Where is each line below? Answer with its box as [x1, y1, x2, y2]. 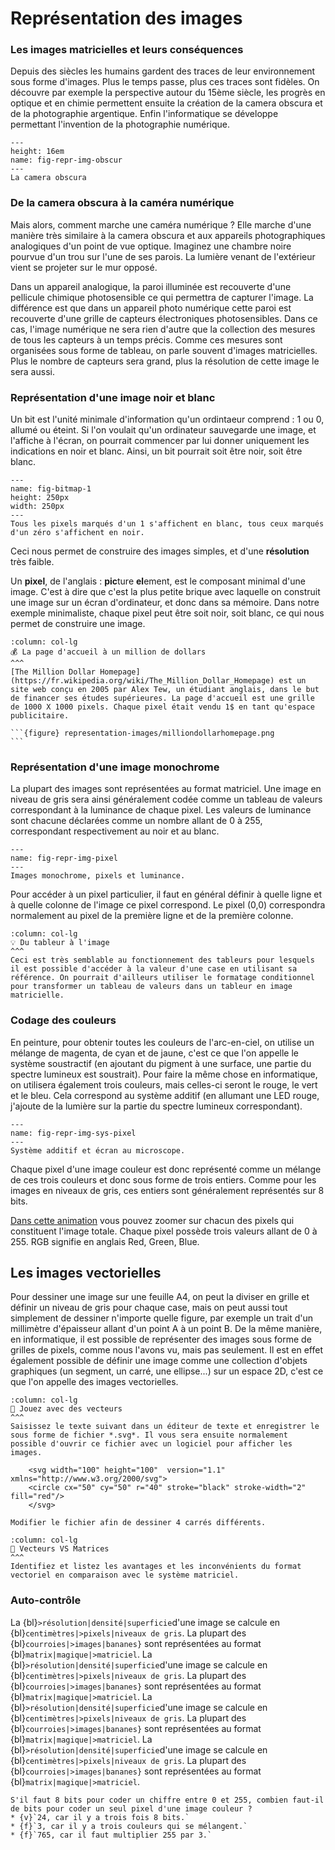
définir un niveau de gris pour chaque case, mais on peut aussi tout [10, 1302, 288, 1314]
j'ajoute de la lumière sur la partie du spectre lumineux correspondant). [10, 1100, 303, 1112]
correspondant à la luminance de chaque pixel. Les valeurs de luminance [10, 804, 312, 816]
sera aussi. [10, 365, 55, 377]
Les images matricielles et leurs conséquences [10, 43, 244, 57]
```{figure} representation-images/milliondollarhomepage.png [10, 728, 275, 739]
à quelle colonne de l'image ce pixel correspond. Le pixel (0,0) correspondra [10, 899, 326, 911]
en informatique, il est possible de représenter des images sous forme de [10, 1333, 312, 1346]
